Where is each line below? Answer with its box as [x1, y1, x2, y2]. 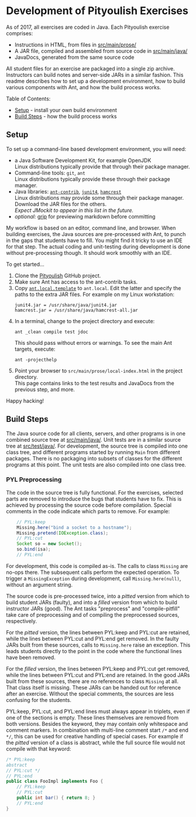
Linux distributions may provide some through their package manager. [14, 194, 184, 201]
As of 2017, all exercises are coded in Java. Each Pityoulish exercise [6, 23, 170, 31]
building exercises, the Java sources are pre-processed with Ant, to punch [6, 230, 186, 237]
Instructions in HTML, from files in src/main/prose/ [14, 41, 136, 48]
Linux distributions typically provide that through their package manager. [14, 163, 190, 170]
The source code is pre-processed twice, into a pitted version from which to [6, 592, 190, 600]
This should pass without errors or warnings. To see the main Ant [14, 339, 173, 346]
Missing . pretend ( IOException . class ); [16, 530, 109, 536]
